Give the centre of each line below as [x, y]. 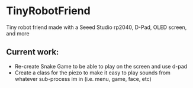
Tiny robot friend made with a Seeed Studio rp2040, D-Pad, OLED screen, [96, 27]
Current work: [33, 52]
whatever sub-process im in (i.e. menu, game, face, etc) [83, 79]
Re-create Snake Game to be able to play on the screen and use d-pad [101, 66]
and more [18, 33]
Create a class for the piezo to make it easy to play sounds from [92, 73]
